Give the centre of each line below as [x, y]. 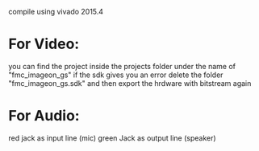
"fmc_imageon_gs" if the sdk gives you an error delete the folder [116, 75]
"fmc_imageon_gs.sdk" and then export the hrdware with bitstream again [130, 83]
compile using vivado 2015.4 [56, 12]
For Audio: [44, 116]
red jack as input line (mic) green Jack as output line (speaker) [112, 138]
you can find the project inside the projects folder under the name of [122, 66]
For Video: [44, 44]
